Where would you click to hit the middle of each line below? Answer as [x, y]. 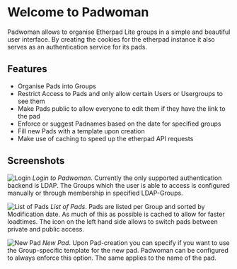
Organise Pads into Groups [57, 86]
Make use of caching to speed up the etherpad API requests [105, 138]
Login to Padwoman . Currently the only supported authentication [127, 178]
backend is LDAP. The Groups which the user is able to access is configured [118, 185]
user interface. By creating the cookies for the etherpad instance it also [111, 39]
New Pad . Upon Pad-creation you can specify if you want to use [136, 243]
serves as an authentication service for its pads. [77, 47]
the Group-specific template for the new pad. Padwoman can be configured [118, 250]
